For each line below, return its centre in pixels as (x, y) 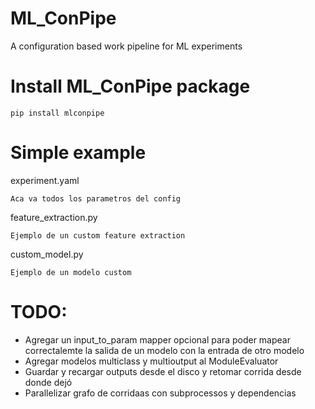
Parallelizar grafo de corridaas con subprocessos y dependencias (160, 393)
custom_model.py (47, 254)
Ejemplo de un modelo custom (71, 272)
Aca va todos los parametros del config (96, 198)
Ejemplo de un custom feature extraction (98, 235)
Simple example (78, 153)
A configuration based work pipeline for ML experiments (126, 46)
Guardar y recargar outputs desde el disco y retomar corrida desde (163, 371)
